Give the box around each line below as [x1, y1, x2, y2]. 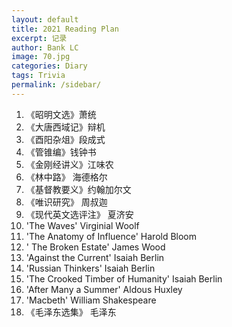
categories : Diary [11, 61, 88, 71]
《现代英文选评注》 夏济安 [25, 208, 134, 220]
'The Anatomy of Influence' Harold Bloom [25, 230, 198, 242]
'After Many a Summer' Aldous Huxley [25, 283, 183, 295]
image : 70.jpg [11, 52, 71, 62]
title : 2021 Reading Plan [11, 24, 119, 34]
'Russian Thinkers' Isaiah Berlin [25, 262, 156, 274]
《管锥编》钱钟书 [25, 146, 97, 158]
